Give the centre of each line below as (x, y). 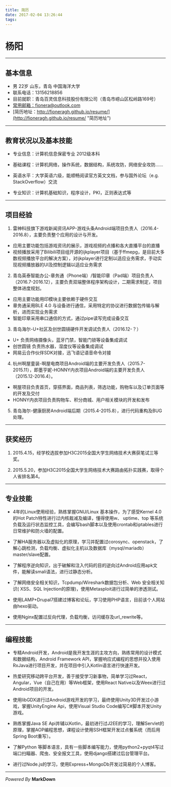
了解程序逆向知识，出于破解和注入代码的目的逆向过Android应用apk (83, 565)
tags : (11, 19)
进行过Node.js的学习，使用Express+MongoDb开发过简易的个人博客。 (85, 764)
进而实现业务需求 (39, 312)
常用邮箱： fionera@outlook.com (46, 106)
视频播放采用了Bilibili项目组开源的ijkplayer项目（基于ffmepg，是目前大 (86, 252)
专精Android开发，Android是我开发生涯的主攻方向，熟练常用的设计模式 (87, 653)
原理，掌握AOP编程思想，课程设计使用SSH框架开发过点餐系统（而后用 (86, 730)
